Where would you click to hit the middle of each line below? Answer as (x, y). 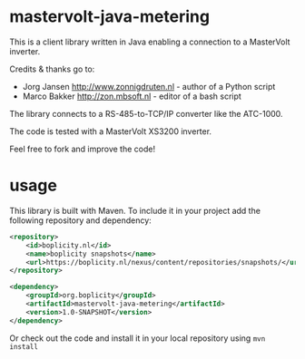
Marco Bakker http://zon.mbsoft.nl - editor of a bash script (132, 96)
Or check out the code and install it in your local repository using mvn (138, 338)
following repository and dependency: (80, 220)
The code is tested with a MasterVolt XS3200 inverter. (110, 131)
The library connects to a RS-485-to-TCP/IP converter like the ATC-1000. (146, 113)
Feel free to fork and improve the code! (83, 149)
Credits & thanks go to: (52, 69)
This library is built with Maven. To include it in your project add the (135, 210)
